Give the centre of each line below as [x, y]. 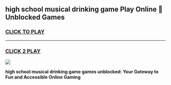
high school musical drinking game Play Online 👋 [84, 9]
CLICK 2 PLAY [23, 51]
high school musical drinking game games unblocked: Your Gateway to [82, 71]
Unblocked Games [35, 18]
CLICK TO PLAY [25, 32]
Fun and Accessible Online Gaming [43, 77]
